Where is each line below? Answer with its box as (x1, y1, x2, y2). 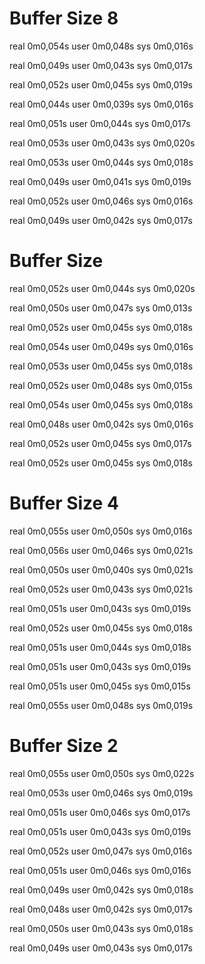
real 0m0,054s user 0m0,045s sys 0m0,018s (9, 398, 194, 411)
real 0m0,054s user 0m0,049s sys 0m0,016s (9, 340, 194, 352)
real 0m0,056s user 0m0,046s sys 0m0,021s (9, 544, 194, 556)
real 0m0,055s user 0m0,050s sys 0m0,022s (9, 767, 195, 779)
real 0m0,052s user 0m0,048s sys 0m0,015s (9, 379, 193, 391)
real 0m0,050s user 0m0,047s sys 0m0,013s (9, 302, 193, 314)
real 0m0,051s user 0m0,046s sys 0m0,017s (9, 806, 191, 818)
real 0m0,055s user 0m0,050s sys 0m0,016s (9, 525, 193, 537)
